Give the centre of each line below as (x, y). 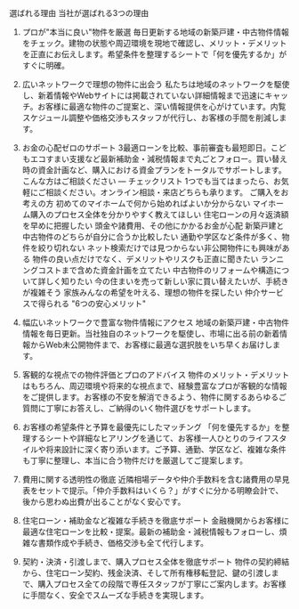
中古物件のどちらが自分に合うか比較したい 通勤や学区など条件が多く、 (152, 237)
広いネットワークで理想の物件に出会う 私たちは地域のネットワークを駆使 (156, 84)
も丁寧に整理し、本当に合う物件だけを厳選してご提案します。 (134, 460)
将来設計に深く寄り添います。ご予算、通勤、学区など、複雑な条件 (166, 449)
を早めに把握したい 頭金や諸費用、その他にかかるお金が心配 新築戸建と (153, 226)
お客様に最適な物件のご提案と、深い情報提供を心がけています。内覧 (162, 106)
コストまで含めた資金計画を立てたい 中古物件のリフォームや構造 (156, 270)
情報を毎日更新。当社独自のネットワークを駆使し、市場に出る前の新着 (151, 333)
